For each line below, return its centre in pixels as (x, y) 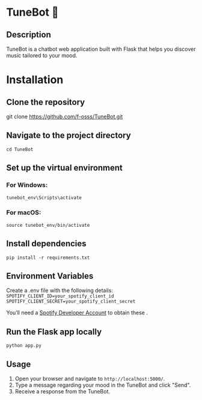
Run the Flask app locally (54, 332)
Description (29, 35)
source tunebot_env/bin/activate (48, 225)
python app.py (24, 346)
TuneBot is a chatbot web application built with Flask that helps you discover (101, 49)
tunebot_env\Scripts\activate (44, 198)
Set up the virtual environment (65, 168)
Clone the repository (46, 102)
